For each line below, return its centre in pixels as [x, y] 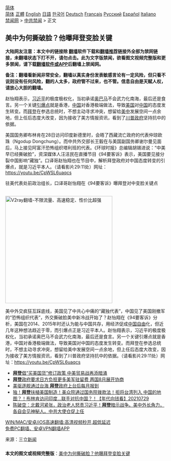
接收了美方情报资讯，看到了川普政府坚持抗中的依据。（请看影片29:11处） [85, 355]
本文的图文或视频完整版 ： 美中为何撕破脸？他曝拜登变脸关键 [68, 453]
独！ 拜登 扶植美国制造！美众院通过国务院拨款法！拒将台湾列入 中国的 [84, 392]
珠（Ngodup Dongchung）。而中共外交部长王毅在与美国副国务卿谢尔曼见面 [83, 141]
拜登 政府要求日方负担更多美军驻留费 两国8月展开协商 [68, 379]
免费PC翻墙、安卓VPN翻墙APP [37, 428]
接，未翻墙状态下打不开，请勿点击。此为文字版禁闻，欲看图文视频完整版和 [83, 58]
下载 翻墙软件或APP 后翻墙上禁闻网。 [65, 64]
